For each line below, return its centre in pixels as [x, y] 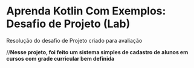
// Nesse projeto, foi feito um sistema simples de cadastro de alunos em [97, 52]
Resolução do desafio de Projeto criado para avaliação [74, 40]
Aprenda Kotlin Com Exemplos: [86, 11]
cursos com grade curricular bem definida [60, 58]
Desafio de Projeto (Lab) [68, 24]
